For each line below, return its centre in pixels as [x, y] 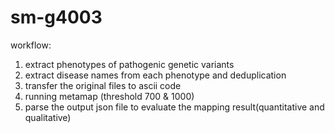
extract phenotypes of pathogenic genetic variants [129, 64]
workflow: [31, 45]
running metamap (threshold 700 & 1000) [109, 96]
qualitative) [48, 117]
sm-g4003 [56, 17]
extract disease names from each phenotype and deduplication [155, 75]
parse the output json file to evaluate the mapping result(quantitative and [174, 107]
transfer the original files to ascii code [103, 85]
